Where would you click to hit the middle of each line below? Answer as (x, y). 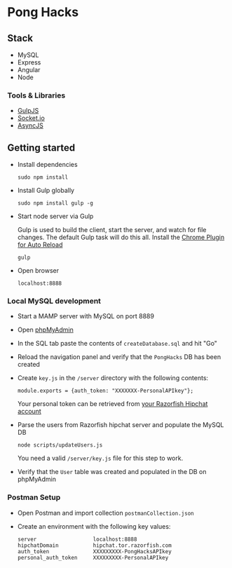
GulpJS (28, 111)
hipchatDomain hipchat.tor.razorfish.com (94, 545)
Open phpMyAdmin (45, 330)
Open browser (38, 271)
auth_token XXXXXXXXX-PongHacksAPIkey (94, 551)
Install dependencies (48, 165)
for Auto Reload (40, 245)
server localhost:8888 (77, 539)
